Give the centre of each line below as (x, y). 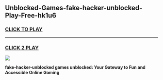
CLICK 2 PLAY (22, 48)
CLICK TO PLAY (24, 30)
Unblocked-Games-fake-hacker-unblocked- (74, 8)
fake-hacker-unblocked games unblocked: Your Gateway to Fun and (75, 67)
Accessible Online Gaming (32, 72)
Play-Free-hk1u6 (31, 16)
